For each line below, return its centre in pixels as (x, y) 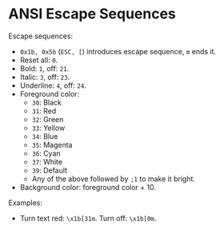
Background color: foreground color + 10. (88, 187)
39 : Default (50, 170)
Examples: (25, 202)
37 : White (47, 161)
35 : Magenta (52, 145)
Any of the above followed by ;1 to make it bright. (114, 178)
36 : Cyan (46, 153)
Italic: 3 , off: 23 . (45, 77)
